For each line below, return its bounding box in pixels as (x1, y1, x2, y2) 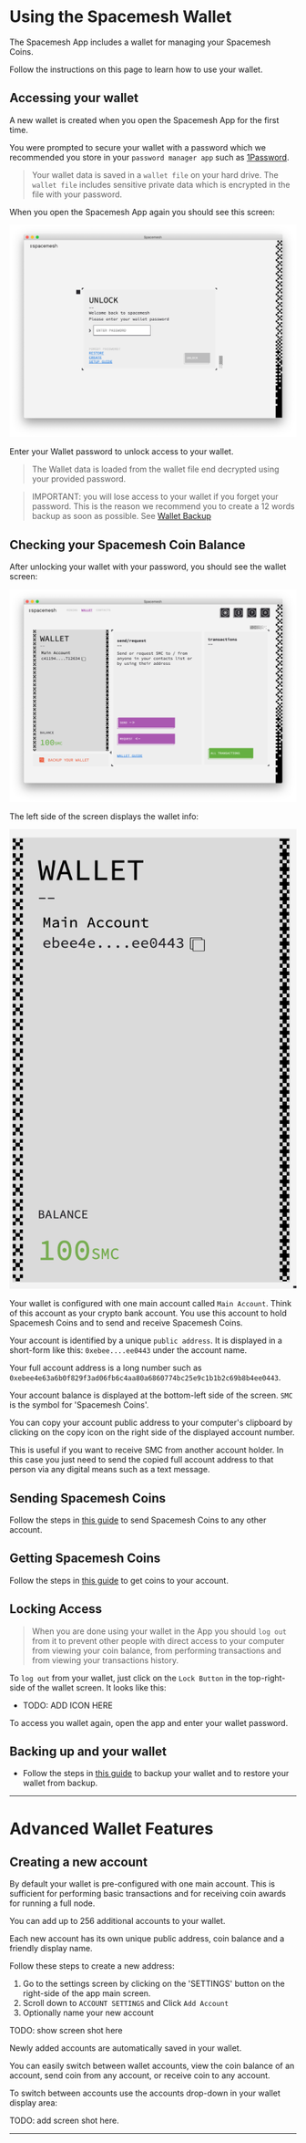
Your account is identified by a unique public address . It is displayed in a (9, 1335, 282, 1347)
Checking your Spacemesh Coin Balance (9, 536, 246, 553)
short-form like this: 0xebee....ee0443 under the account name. (9, 1345, 248, 1356)
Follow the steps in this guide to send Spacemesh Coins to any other (9, 1514, 267, 1525)
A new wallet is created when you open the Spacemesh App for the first (9, 114, 280, 125)
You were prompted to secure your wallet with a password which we (9, 141, 267, 152)
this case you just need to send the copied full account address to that (9, 1454, 274, 1465)
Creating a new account (9, 1854, 148, 1869)
